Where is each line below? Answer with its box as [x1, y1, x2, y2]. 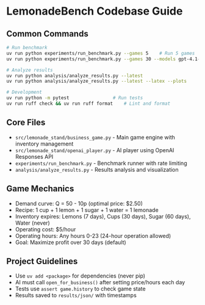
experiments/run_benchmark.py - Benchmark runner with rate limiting [15, 160, 187, 167]
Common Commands [6, 29, 88, 39]
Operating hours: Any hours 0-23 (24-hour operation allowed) [15, 232, 171, 239]
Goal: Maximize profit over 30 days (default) [15, 239, 126, 246]
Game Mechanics [6, 184, 74, 194]
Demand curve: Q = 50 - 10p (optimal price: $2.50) [15, 200, 143, 207]
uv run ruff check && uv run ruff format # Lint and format [6, 100, 171, 107]
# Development [6, 89, 43, 96]
